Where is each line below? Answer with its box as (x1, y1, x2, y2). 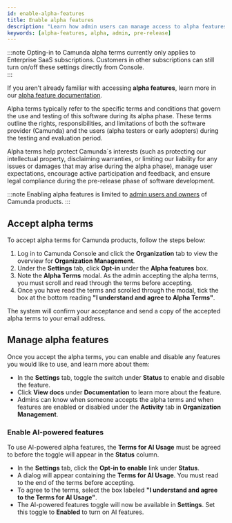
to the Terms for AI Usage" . (17, 493, 98, 502)
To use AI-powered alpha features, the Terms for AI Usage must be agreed (7, 443, 221, 452)
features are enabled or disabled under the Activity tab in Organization (17, 403, 221, 411)
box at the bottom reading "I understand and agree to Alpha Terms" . (17, 293, 215, 302)
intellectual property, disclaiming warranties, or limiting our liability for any (7, 155, 217, 163)
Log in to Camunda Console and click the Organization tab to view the (17, 250, 218, 258)
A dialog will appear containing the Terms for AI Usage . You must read (17, 471, 219, 479)
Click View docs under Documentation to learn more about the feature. (17, 388, 222, 396)
